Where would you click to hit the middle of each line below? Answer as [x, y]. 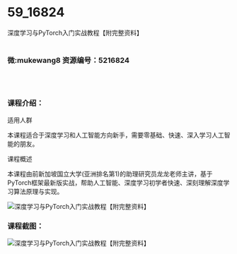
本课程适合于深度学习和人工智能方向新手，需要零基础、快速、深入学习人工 [116, 135]
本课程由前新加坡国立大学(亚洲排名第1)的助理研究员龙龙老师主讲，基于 [110, 174]
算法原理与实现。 [38, 191]
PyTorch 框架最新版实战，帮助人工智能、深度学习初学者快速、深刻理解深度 [115, 182]
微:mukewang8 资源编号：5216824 [68, 60]
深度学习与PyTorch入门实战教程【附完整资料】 [75, 32]
